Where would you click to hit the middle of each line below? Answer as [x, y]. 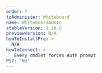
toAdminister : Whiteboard [38, 17]
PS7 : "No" [18, 61]
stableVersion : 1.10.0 [34, 28]
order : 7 [17, 11]
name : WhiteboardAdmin [34, 22]
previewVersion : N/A [32, 34]
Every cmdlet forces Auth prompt [55, 55]
